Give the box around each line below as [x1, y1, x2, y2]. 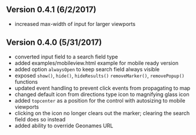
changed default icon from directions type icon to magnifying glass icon [14, 91, 190, 98]
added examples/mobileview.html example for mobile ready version [14, 59, 178, 67]
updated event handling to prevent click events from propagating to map [14, 84, 191, 91]
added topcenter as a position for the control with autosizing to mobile [14, 97, 185, 104]
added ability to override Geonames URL [14, 122, 114, 129]
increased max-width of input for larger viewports [14, 20, 136, 27]
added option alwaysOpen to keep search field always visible [14, 65, 160, 73]
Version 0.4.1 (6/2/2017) [6, 5, 97, 15]
